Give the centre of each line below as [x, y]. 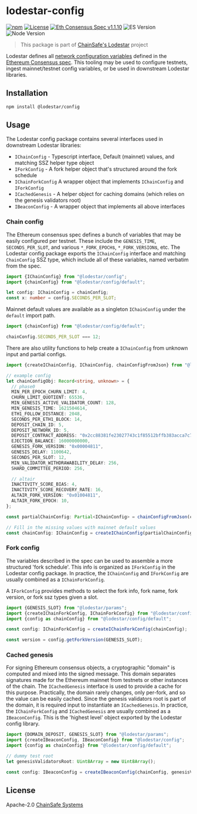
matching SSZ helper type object [54, 163]
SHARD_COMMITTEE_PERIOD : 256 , [48, 468]
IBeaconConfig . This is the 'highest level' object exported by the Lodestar [94, 718]
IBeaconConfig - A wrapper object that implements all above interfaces [100, 207]
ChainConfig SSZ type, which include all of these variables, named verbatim [97, 259]
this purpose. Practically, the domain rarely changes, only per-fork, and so [96, 693]
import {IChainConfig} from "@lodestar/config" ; [67, 276]
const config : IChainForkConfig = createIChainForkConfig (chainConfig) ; [97, 629]
